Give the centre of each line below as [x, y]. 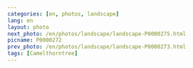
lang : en [20, 21]
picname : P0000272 [35, 40]
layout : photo [28, 27]
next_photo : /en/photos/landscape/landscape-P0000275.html [97, 34]
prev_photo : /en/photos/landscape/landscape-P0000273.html [97, 47]
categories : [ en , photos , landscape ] [63, 14]
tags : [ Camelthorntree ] [43, 54]
